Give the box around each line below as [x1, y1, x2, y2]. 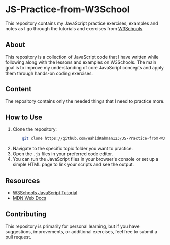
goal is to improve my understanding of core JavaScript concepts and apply [5, 64, 164, 71]
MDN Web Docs [12, 195, 47, 201]
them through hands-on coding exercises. [5, 70, 93, 76]
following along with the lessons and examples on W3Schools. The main [5, 59, 156, 65]
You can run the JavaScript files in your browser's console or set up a [12, 156, 159, 162]
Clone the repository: [12, 126, 57, 132]
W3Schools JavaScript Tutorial [12, 190, 78, 196]
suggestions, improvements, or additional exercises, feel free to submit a [5, 228, 157, 234]
